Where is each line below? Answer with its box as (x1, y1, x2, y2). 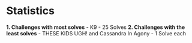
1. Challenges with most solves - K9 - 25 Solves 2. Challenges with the (6, 24, 185, 31)
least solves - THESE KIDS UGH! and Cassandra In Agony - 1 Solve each (6, 29, 187, 37)
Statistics (6, 4, 55, 18)
